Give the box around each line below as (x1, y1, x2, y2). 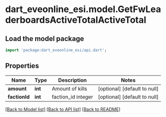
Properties (5, 62, 39, 70)
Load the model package (5, 34, 85, 43)
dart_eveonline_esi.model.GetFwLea (5, 4, 161, 15)
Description (58, 77, 87, 84)
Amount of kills (52, 85, 88, 92)
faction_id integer (52, 93, 93, 100)
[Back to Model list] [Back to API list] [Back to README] (5, 106, 121, 112)
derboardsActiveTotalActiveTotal (5, 14, 147, 26)
